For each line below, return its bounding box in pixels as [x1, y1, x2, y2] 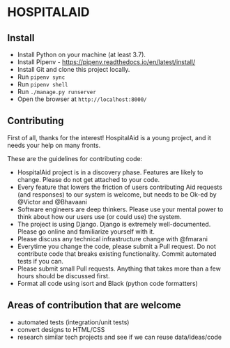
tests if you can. [17, 257, 64, 265]
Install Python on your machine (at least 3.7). [17, 50, 146, 59]
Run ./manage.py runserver [17, 88, 96, 96]
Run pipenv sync [17, 73, 66, 81]
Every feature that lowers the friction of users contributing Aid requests [17, 183, 223, 191]
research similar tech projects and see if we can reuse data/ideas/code [17, 333, 222, 341]
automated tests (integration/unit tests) [17, 318, 130, 326]
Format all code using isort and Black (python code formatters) [17, 279, 199, 287]
